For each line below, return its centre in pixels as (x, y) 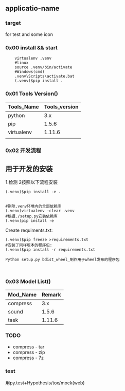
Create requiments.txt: (29, 230)
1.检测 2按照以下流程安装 (32, 182)
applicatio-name (32, 8)
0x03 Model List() (28, 281)
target (13, 23)
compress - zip (29, 352)
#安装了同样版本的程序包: (29, 245)
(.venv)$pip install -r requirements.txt (50, 250)
